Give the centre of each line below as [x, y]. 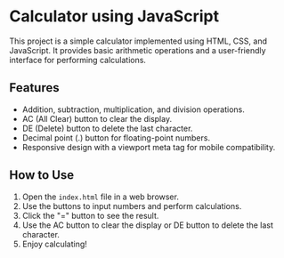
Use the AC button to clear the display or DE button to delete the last [148, 225]
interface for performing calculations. [78, 60]
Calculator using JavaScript [114, 16]
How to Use [42, 175]
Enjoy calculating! [54, 244]
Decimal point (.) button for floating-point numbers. [116, 137]
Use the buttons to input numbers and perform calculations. [132, 206]
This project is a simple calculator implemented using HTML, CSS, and [138, 41]
